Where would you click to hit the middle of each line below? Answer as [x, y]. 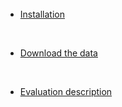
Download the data [58, 53]
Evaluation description [66, 91]
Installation [42, 14]
